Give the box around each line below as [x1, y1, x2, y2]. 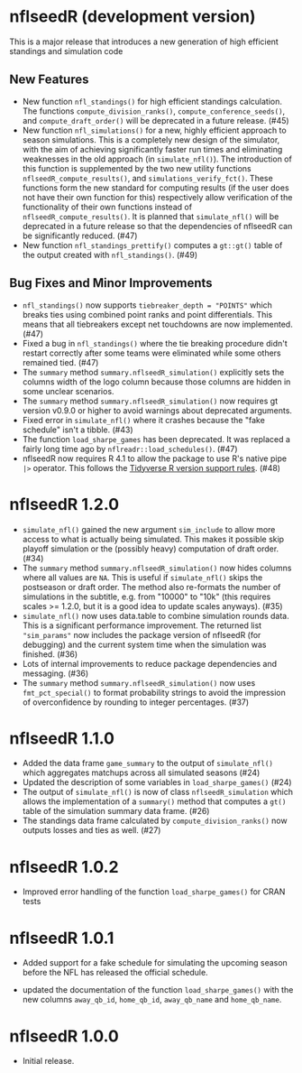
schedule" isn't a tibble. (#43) [22, 424, 133, 435]
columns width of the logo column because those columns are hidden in [22, 376, 291, 387]
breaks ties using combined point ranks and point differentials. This [22, 309, 273, 319]
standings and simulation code [9, 45, 124, 56]
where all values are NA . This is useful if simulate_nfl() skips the [22, 571, 263, 583]
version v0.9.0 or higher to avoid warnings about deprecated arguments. [22, 404, 293, 416]
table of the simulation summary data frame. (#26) [22, 806, 210, 817]
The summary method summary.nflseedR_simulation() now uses [22, 677, 256, 688]
